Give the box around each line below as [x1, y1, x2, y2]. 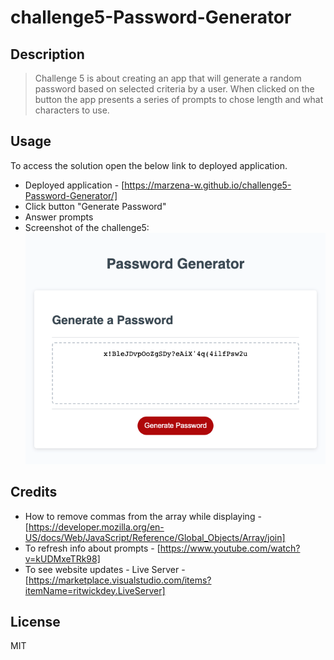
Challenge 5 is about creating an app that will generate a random [34, 72, 302, 84]
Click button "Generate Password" [24, 200, 167, 212]
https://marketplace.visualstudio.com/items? [28, 574, 212, 586]
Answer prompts [24, 211, 94, 223]
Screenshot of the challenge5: [24, 221, 150, 233]
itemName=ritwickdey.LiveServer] [24, 584, 166, 596]
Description [10, 46, 85, 63]
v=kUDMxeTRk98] [24, 552, 101, 565]
